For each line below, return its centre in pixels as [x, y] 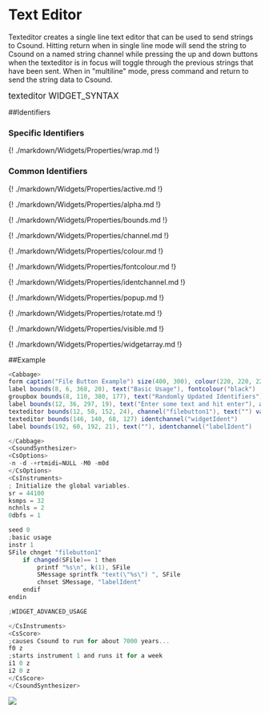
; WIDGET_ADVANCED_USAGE [48, 611]
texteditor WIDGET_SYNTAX [64, 95]
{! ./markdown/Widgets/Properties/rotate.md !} [85, 313]
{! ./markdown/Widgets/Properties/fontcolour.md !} [92, 266]
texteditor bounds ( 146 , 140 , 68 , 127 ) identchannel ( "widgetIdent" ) [123, 419]
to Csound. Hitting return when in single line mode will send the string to [127, 45]
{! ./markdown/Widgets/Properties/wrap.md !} [84, 151]
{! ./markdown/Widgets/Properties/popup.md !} [86, 298]
